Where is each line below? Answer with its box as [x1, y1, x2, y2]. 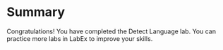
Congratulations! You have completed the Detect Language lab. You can [6, 27, 217, 35]
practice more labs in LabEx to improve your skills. [6, 34, 153, 42]
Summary [6, 4, 65, 20]
